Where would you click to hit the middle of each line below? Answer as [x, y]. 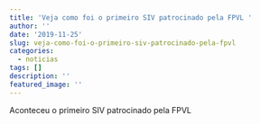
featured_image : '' [46, 84]
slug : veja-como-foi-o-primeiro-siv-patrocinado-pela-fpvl [123, 43]
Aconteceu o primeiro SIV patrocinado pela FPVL [101, 110]
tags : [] [26, 68]
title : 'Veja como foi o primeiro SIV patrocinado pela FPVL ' [131, 18]
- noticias [38, 59]
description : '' [40, 76]
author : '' [30, 26]
